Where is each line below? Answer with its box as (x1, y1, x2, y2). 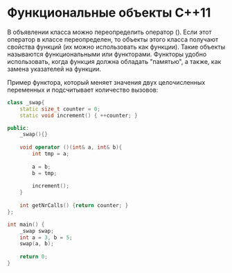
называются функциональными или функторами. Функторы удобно (7, 50, 207, 58)
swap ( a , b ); (19, 240, 54, 247)
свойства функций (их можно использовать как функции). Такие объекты (7, 42, 226, 51)
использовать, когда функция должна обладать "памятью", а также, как (7, 57, 222, 65)
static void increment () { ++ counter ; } (19, 112, 138, 119)
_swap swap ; (19, 227, 54, 234)
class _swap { (7, 99, 45, 106)
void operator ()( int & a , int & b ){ (19, 144, 123, 151)
